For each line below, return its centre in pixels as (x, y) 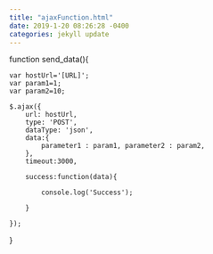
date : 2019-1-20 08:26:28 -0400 (69, 26)
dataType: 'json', (59, 130)
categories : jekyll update (59, 34)
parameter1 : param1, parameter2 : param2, (123, 146)
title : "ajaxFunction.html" (61, 17)
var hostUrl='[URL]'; (49, 76)
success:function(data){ (71, 177)
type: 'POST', (51, 123)
